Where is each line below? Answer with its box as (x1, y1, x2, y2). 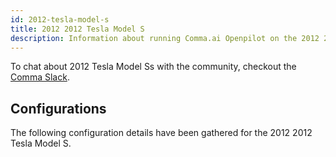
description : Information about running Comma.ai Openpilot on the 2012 (10, 33, 320, 43)
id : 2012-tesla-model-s (10, 14, 110, 25)
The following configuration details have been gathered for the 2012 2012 (10, 127, 313, 139)
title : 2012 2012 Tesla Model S (10, 24, 145, 34)
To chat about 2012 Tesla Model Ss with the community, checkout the (10, 61, 297, 73)
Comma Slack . (10, 71, 70, 83)
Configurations (10, 100, 107, 117)
